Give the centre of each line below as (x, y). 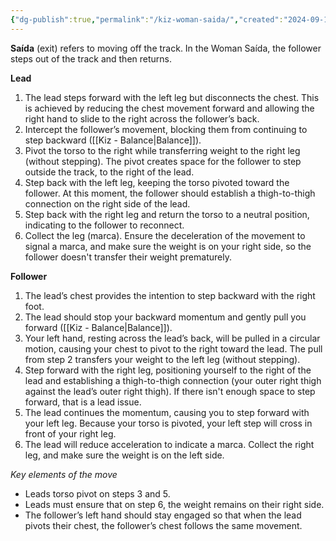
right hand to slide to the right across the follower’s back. (142, 118)
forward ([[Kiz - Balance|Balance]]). (98, 327)
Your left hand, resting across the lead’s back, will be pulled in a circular (172, 338)
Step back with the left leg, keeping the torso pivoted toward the (157, 182)
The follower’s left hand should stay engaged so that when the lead (163, 515)
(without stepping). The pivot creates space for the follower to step (163, 161)
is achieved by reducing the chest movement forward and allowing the (169, 108)
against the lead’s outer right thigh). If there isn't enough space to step (170, 391)
